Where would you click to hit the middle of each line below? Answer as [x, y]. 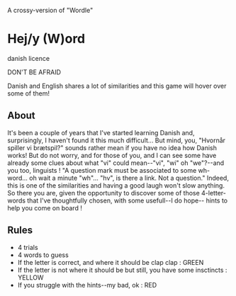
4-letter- [214, 193]
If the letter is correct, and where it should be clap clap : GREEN [111, 262]
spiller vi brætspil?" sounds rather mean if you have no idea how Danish [112, 147]
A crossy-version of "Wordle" [50, 10]
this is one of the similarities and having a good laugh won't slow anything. [116, 185]
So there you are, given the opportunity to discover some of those [103, 193]
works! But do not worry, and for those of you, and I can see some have [112, 155]
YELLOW [30, 277]
